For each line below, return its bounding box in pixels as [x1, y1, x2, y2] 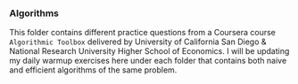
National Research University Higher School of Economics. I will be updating [9, 46, 290, 57]
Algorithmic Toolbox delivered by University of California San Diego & [9, 36, 267, 47]
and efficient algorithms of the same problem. [9, 65, 178, 75]
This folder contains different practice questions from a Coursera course [9, 27, 277, 38]
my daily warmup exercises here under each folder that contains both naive [9, 56, 287, 66]
